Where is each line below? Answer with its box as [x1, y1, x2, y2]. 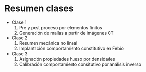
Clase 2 [11, 35, 28, 41]
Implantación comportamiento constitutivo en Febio [19, 45, 124, 51]
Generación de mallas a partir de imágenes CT [19, 30, 114, 36]
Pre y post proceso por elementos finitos [19, 24, 102, 30]
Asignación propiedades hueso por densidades [19, 56, 115, 62]
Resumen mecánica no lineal [19, 40, 78, 46]
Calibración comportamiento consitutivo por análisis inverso [19, 61, 142, 67]
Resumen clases [4, 3, 73, 14]
